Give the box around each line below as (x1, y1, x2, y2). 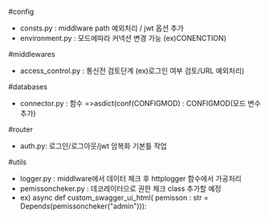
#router (8, 124, 34, 134)
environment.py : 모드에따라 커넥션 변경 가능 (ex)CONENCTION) (19, 34, 227, 43)
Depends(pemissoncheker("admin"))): (19, 201, 147, 211)
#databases (8, 82, 48, 91)
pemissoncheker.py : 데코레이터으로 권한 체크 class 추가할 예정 (19, 184, 222, 193)
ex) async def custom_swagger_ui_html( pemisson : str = (19, 193, 209, 202)
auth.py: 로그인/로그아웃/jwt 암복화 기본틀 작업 (19, 141, 167, 151)
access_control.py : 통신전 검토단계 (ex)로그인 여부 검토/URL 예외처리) (19, 66, 245, 75)
